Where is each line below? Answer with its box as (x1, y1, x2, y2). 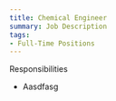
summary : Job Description (9, 22, 107, 31)
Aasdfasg (22, 81, 59, 92)
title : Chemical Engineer (9, 13, 107, 23)
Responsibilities (9, 64, 68, 75)
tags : (9, 30, 30, 39)
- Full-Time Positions (9, 38, 95, 48)
